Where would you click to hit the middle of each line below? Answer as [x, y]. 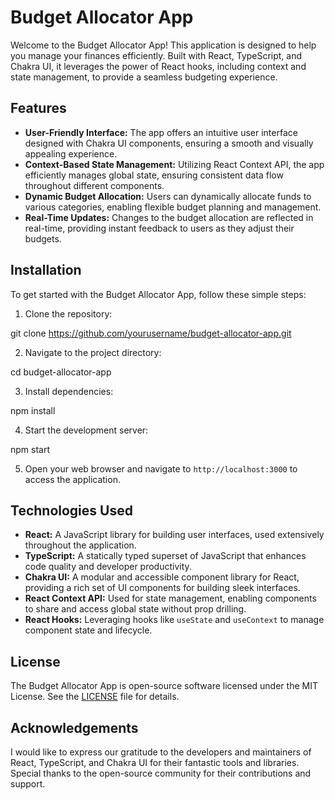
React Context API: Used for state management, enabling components [170, 598]
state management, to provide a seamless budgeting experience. [144, 77]
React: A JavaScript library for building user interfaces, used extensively [174, 535]
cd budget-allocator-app [61, 372]
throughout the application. [80, 545]
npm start [30, 449]
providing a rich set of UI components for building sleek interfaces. [162, 588]
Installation [46, 270]
